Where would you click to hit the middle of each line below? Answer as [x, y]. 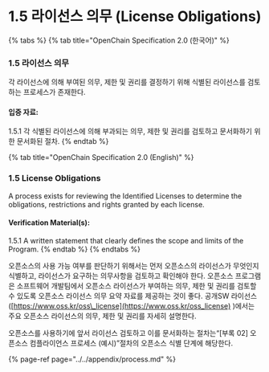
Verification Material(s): [49, 223]
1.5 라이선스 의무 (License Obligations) [135, 16]
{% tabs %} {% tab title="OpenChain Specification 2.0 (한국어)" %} [119, 40]
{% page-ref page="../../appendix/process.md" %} [92, 359]
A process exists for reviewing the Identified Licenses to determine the [125, 196]
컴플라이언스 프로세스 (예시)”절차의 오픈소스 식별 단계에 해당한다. [131, 343]
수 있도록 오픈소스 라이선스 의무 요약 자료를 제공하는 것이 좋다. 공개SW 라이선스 [133, 296]
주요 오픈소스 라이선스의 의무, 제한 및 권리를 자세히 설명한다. [102, 316]
